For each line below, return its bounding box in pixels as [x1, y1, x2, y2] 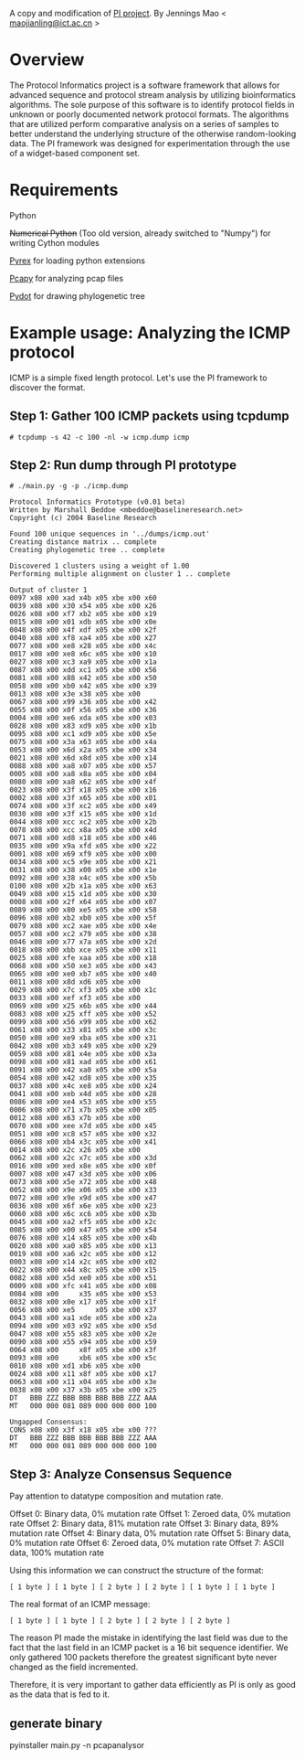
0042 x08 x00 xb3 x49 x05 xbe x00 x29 [9, 1041, 157, 1051]
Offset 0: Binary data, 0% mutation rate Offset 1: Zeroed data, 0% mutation [9, 1509, 290, 1520]
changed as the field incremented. [9, 1661, 139, 1672]
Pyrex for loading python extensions [9, 255, 146, 266]
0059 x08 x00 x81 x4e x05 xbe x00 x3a [9, 1050, 157, 1059]
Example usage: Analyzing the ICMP [9, 323, 290, 344]
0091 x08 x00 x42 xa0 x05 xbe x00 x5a [9, 1065, 157, 1075]
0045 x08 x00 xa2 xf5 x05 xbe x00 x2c [9, 1218, 157, 1227]
